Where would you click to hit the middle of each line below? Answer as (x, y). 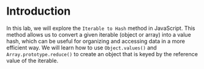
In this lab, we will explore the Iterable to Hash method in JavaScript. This (101, 28)
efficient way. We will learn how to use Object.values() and (82, 48)
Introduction (39, 11)
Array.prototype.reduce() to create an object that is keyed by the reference (102, 54)
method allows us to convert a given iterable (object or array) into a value (99, 34)
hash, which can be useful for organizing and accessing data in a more (96, 41)
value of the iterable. (32, 60)
